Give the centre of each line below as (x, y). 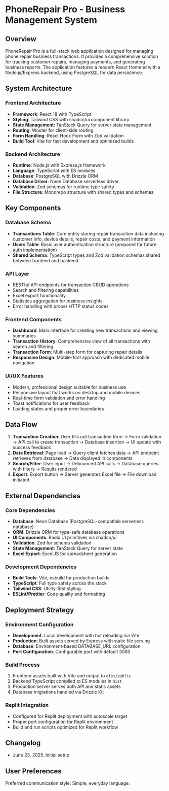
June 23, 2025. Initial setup (41, 755)
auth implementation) (35, 250)
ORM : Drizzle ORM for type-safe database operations (69, 532)
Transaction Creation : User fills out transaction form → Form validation (87, 437)
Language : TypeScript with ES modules (54, 170)
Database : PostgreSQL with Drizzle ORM (55, 176)
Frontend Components (34, 319)
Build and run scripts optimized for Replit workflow (65, 727)
